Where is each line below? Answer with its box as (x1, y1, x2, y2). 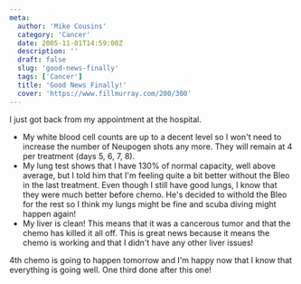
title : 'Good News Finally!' (17, 80, 127, 90)
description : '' (17, 47, 79, 56)
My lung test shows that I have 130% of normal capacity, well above (22, 160, 276, 171)
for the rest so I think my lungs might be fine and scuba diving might (22, 198, 277, 209)
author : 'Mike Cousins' (17, 22, 107, 31)
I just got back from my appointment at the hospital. (9, 114, 202, 125)
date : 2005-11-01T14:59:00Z (17, 38, 124, 48)
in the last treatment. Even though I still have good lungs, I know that (22, 179, 277, 190)
